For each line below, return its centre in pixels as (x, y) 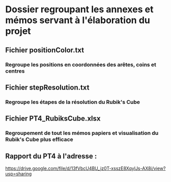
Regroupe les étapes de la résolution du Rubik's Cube (73, 102)
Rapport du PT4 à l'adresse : (51, 156)
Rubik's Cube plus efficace (39, 140)
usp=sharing (19, 174)
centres (15, 71)
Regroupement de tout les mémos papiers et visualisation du (82, 133)
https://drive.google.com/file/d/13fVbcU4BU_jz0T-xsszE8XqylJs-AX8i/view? (85, 168)
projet (18, 31)
